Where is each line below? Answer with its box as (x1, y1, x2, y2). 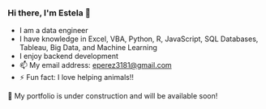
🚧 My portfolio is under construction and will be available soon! (7, 91, 218, 101)
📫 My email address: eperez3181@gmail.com (19, 61, 172, 70)
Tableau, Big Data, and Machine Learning (19, 43, 157, 52)
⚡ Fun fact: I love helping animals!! (19, 73, 135, 82)
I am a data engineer (19, 26, 88, 36)
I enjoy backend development (19, 52, 118, 61)
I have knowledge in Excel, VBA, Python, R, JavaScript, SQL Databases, (19, 34, 259, 44)
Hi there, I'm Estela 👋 (7, 7, 91, 19)
